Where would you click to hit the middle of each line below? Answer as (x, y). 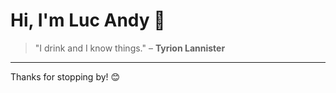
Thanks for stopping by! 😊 (65, 76)
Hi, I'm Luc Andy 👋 (88, 20)
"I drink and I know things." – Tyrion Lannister (130, 48)
